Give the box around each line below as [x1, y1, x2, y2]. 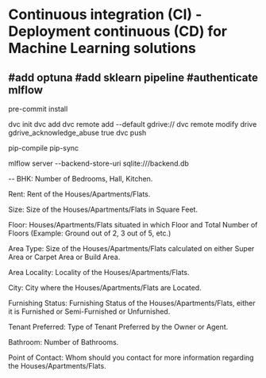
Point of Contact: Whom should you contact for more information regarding [8, 353, 254, 362]
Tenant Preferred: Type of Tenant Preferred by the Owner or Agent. [8, 323, 229, 331]
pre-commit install [8, 105, 68, 113]
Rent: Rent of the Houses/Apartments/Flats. [8, 189, 151, 199]
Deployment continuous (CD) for [8, 22, 228, 40]
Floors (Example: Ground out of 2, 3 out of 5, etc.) [8, 228, 172, 238]
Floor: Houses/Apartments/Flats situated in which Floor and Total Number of [8, 220, 258, 229]
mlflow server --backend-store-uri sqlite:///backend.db [8, 158, 189, 168]
